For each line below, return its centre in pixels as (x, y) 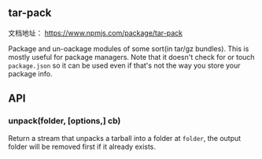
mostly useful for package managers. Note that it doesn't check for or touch (131, 57)
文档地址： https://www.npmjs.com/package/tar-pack (96, 33)
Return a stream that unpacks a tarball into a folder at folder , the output (125, 138)
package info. (30, 73)
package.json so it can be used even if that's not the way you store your (125, 65)
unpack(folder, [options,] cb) (65, 121)
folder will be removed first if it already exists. (82, 146)
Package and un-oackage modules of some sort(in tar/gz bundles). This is (129, 48)
